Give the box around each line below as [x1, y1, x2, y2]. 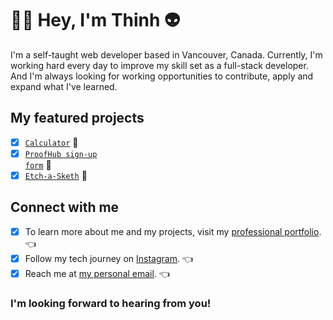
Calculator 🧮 [24, 136, 79, 148]
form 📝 [24, 158, 52, 171]
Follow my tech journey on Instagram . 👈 [24, 252, 193, 264]
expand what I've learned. [10, 80, 118, 92]
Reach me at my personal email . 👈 [24, 267, 170, 279]
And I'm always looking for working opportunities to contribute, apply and [10, 70, 314, 82]
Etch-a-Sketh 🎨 [24, 169, 88, 181]
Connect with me [10, 199, 120, 216]
